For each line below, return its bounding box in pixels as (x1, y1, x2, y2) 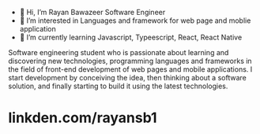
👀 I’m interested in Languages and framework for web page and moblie (19, 16, 251, 25)
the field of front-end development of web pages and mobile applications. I (8, 65, 253, 74)
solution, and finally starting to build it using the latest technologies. (8, 81, 228, 91)
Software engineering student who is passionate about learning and (8, 48, 229, 57)
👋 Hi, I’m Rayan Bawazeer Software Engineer (19, 8, 166, 17)
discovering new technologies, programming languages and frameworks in (8, 56, 252, 65)
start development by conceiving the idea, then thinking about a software (8, 73, 247, 82)
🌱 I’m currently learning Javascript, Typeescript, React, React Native (19, 32, 243, 42)
